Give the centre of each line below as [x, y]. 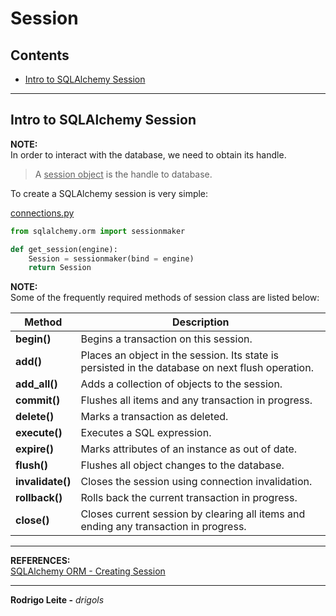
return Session [60, 268]
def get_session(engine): [64, 249]
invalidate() [43, 482]
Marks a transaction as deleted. [154, 417]
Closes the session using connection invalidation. [196, 482]
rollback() [39, 498]
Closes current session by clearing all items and [193, 514]
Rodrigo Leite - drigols [57, 600]
